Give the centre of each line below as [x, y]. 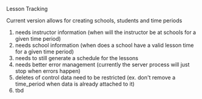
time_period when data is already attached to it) [75, 84]
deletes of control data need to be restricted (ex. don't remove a [95, 77]
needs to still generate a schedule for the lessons [76, 58]
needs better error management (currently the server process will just [102, 64]
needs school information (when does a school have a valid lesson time [104, 45]
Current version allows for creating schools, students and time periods [94, 20]
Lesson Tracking [27, 9]
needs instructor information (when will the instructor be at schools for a [105, 32]
